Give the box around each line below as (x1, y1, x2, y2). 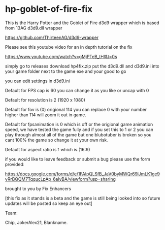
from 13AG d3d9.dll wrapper (5, 25, 63, 31)
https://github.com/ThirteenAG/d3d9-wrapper (5, 34, 99, 40)
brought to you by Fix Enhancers (5, 186, 71, 192)
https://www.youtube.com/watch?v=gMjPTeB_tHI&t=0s (5, 53, 117, 60)
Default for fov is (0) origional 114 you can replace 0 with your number (5, 106, 147, 112)
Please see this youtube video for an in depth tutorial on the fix (5, 44, 132, 50)
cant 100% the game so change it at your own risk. (5, 137, 108, 143)
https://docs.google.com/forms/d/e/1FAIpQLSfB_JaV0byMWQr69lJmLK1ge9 (5, 171, 160, 177)
